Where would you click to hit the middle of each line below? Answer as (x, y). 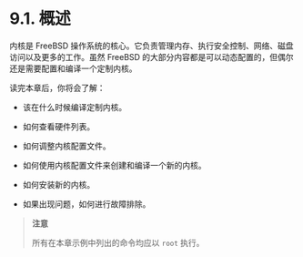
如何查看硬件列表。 (59, 126)
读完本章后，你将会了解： (57, 87)
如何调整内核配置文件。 (66, 146)
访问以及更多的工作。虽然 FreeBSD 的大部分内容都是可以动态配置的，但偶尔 (151, 57)
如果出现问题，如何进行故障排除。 (86, 204)
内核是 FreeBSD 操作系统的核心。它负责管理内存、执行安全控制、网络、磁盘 (151, 46)
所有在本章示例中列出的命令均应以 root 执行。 (118, 242)
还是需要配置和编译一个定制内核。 (73, 68)
